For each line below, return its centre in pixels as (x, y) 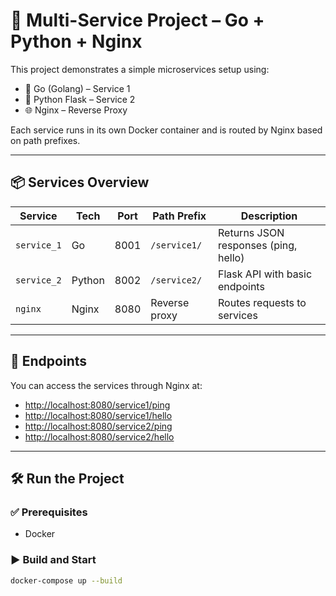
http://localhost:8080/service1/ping (97, 405)
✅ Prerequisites (49, 512)
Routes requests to (262, 302)
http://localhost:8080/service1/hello (98, 415)
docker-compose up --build (66, 580)
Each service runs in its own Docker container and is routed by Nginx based (166, 130)
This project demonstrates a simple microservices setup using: (140, 69)
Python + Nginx (76, 41)
